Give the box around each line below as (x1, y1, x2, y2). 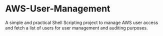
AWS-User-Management (5, 3, 110, 14)
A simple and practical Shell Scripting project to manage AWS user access (5, 19, 158, 25)
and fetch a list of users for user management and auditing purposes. (5, 24, 148, 30)
